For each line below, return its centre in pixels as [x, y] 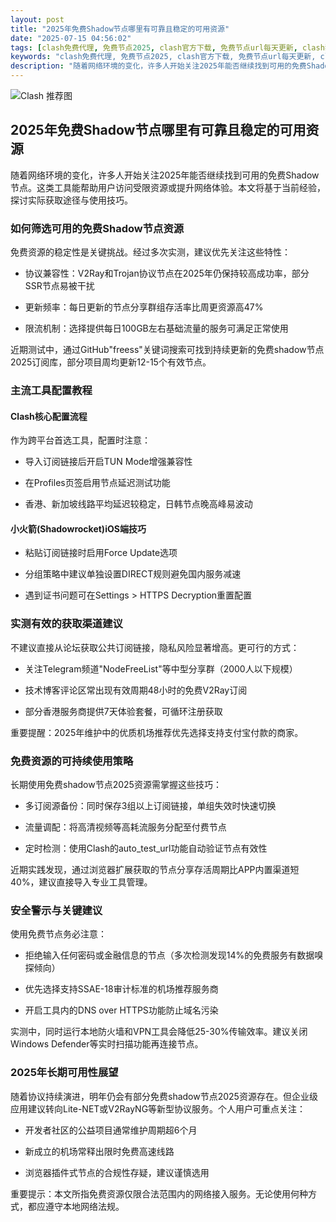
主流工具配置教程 [51, 391]
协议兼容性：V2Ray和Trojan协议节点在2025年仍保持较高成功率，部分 [167, 273]
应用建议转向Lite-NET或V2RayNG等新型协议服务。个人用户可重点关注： [158, 1108]
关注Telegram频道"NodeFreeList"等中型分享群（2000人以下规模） [161, 668]
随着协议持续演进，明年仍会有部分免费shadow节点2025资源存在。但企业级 [164, 1096]
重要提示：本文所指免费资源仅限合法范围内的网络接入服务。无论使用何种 [159, 1193]
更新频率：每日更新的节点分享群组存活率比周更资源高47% [144, 307]
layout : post [37, 19]
